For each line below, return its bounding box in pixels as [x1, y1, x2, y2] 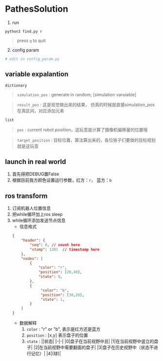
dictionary [5, 83, 27, 88]
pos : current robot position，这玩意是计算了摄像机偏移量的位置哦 [17, 127, 148, 132]
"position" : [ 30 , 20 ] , [40, 292, 85, 297]
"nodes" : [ [21, 256, 43, 261]
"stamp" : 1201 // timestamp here [30, 247, 100, 252]
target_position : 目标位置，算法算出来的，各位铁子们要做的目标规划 [17, 137, 156, 143]
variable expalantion [5, 70, 69, 79]
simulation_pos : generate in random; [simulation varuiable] [17, 91, 136, 97]
